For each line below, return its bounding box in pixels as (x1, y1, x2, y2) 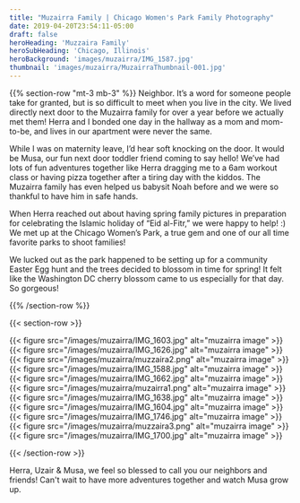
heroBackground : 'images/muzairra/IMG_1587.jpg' (9, 55, 194, 64)
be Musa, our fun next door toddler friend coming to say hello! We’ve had (9, 152, 280, 163)
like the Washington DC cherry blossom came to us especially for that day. (9, 273, 285, 283)
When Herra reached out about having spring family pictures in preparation (9, 208, 287, 219)
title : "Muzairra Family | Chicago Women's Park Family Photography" (9, 13, 275, 22)
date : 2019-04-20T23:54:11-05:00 (9, 22, 134, 30)
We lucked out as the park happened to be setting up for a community (9, 254, 269, 265)
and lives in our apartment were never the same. (33, 126, 212, 136)
